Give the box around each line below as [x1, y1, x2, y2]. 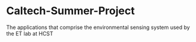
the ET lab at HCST [6, 30, 54, 37]
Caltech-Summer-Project [6, 4, 135, 18]
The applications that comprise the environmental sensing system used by [6, 24, 190, 31]
